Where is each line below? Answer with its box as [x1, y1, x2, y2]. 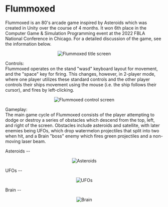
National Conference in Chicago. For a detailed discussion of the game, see [5, 36, 161, 42]
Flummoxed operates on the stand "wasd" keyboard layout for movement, [5, 66, 158, 72]
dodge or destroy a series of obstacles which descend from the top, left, [5, 117, 155, 123]
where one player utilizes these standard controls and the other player [5, 76, 150, 82]
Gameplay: [5, 106, 28, 112]
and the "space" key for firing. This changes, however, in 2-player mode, [5, 71, 155, 77]
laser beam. [22, 138, 46, 144]
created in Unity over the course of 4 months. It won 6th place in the [5, 25, 147, 31]
